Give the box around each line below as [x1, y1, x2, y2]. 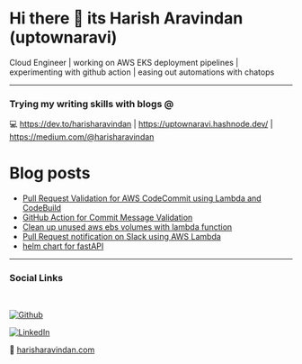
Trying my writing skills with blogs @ [9, 97, 174, 110]
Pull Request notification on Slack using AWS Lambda [22, 232, 222, 242]
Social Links [9, 272, 64, 285]
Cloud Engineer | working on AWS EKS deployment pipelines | [9, 57, 239, 68]
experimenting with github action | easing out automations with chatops [9, 67, 275, 77]
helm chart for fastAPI [22, 241, 104, 251]
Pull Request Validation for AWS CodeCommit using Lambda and [22, 193, 262, 204]
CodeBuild [22, 203, 61, 214]
